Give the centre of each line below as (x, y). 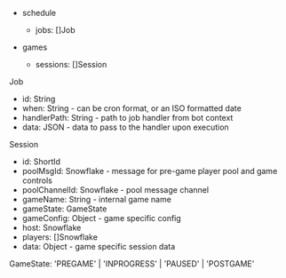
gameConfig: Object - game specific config (102, 218)
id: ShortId (41, 162)
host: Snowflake (52, 227)
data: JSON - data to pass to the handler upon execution (125, 127)
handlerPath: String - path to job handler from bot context (127, 118)
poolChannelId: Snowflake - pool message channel (115, 190)
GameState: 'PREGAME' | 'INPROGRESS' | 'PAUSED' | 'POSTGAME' (132, 264)
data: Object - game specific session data (99, 246)
